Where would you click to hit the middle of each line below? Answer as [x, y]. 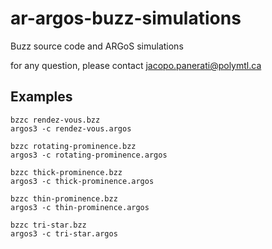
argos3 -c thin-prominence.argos [80, 207]
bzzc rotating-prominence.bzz [73, 146]
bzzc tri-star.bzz [48, 225]
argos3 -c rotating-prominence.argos [89, 155]
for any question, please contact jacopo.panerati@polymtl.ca [136, 65]
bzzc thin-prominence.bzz [64, 198]
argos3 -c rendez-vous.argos [71, 128]
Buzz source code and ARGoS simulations [97, 46]
